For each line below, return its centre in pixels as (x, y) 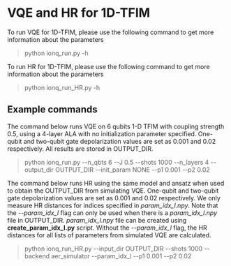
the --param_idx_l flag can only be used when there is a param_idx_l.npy (112, 213)
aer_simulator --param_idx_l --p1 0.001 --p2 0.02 (121, 256)
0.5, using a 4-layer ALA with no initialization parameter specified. (102, 133)
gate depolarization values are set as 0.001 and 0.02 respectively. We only (114, 198)
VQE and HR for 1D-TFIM (79, 13)
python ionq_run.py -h (56, 53)
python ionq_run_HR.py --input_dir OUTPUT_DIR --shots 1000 (113, 249)
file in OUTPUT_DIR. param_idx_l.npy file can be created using (97, 220)
